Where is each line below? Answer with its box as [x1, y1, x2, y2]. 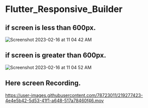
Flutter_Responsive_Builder [5, 3, 123, 15]
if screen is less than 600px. [5, 23, 96, 32]
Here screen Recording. [5, 79, 81, 87]
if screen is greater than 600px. [5, 51, 106, 59]
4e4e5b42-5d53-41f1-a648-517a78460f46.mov [5, 97, 104, 103]
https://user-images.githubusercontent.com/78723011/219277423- [5, 92, 143, 98]
